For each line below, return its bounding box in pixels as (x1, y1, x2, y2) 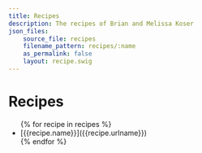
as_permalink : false (23, 50, 92, 58)
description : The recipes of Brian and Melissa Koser (8, 20, 195, 28)
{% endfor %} (19, 136, 67, 146)
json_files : (8, 27, 49, 35)
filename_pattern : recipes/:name (23, 42, 136, 50)
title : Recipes (8, 11, 60, 20)
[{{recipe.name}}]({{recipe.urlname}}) (19, 128, 148, 138)
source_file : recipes (23, 34, 96, 43)
